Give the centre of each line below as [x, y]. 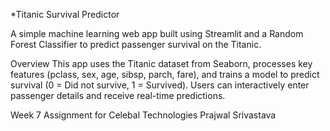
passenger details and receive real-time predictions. [118, 95]
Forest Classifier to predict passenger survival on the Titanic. [136, 44]
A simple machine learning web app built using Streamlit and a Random [157, 33]
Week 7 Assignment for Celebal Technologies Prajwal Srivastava [143, 115]
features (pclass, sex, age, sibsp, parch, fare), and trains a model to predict [165, 74]
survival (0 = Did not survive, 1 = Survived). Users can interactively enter [160, 85]
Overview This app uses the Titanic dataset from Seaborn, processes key [161, 63]
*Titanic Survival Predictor [65, 14]
